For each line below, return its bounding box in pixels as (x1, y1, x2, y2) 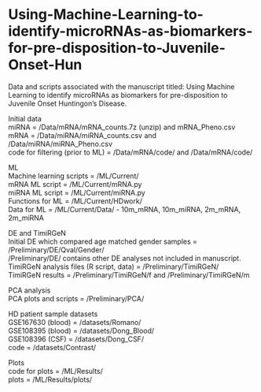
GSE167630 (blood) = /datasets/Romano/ (8, 317, 142, 327)
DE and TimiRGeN (8, 228, 67, 237)
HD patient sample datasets (8, 309, 98, 319)
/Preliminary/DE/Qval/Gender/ (8, 245, 105, 254)
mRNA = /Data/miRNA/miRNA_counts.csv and (8, 130, 157, 140)
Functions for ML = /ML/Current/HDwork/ (8, 196, 143, 206)
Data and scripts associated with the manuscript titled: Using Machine (8, 81, 235, 91)
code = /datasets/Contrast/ (8, 342, 97, 352)
